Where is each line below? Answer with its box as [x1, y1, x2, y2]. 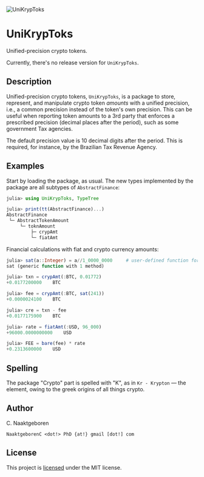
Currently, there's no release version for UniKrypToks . [6, 58, 139, 66]
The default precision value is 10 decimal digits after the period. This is [6, 137, 183, 144]
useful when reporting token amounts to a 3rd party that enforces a [6, 112, 175, 119]
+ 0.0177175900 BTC [6, 313, 61, 319]
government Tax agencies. [6, 125, 73, 132]
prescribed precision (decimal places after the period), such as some [6, 119, 179, 126]
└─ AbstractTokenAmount [8, 218, 69, 224]
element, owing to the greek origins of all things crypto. [6, 386, 145, 392]
